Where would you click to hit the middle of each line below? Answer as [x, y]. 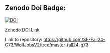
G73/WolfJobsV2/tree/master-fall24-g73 [47, 45]
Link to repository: [24, 39]
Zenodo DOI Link [22, 30]
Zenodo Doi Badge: [36, 8]
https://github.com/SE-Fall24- [74, 39]
